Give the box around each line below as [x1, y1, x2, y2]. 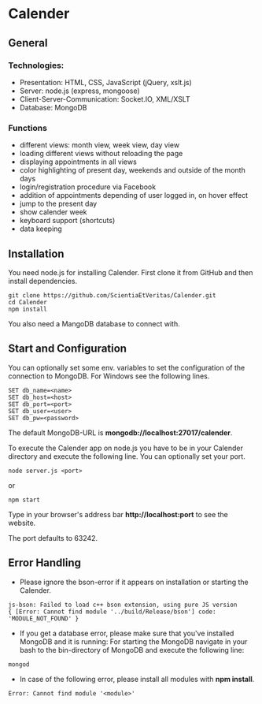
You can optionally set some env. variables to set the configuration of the [8, 363, 245, 372]
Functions [8, 122, 47, 133]
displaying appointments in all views [19, 157, 138, 166]
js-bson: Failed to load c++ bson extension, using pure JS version [8, 601, 238, 609]
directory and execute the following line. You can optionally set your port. [8, 451, 245, 461]
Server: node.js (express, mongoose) [19, 86, 140, 95]
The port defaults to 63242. [8, 533, 98, 542]
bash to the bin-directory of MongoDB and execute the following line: [19, 645, 245, 654]
